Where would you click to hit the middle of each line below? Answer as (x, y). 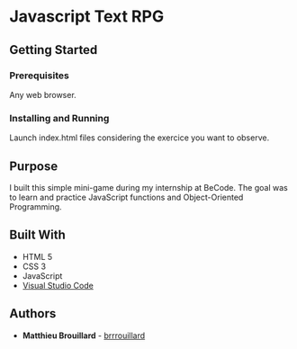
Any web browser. (43, 94)
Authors (33, 313)
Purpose (34, 166)
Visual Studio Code (58, 285)
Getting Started (54, 50)
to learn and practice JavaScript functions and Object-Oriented (126, 197)
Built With (37, 235)
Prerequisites (39, 76)
